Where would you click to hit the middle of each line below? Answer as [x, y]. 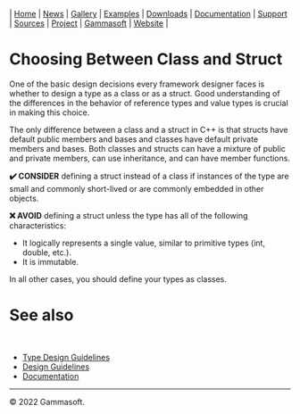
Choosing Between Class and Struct [146, 59]
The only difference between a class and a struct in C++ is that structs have [149, 129]
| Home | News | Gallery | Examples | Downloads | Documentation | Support [148, 14]
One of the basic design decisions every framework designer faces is [137, 84]
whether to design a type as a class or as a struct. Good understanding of [145, 93]
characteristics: [38, 225]
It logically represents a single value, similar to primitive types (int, [144, 243]
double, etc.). [46, 252]
